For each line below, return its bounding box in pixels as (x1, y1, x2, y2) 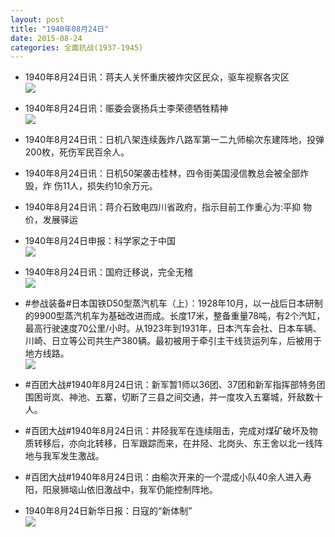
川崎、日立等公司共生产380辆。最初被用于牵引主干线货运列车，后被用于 (24, 335, 322, 347)
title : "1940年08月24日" (10, 24, 110, 34)
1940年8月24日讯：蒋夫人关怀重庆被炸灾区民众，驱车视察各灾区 (24, 71, 290, 83)
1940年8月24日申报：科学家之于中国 (24, 235, 177, 247)
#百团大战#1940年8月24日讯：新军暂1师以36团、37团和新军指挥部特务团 (24, 379, 326, 391)
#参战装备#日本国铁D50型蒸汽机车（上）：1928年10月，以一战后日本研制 (24, 297, 323, 310)
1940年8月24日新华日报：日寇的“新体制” (24, 505, 193, 517)
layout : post (10, 14, 65, 25)
